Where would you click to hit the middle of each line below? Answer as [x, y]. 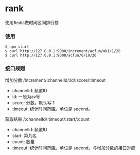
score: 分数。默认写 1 [33, 102]
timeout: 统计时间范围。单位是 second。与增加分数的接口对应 [74, 148]
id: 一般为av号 [26, 97]
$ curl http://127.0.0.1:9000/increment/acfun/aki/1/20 [63, 51]
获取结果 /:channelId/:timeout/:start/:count [47, 119]
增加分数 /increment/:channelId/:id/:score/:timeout [55, 80]
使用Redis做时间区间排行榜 [32, 22]
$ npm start [17, 47]
